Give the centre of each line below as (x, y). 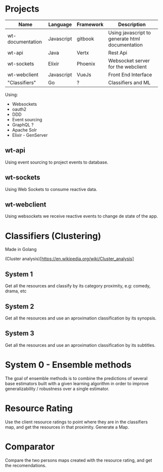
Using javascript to (130, 33)
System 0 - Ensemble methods (68, 365)
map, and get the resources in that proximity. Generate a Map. (67, 427)
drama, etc (16, 291)
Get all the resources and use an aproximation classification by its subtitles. (80, 345)
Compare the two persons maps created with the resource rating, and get (79, 460)
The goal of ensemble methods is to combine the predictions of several (76, 378)
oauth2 (19, 109)
